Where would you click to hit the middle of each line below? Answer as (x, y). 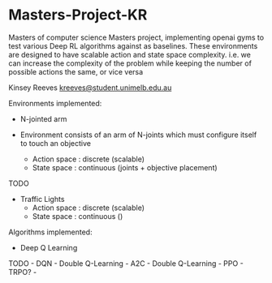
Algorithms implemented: (50, 232)
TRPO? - (23, 272)
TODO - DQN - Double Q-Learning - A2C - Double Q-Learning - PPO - (126, 263)
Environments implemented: (55, 103)
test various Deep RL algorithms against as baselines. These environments (133, 45)
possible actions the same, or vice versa (76, 71)
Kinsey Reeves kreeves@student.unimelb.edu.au (90, 88)
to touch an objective (56, 143)
